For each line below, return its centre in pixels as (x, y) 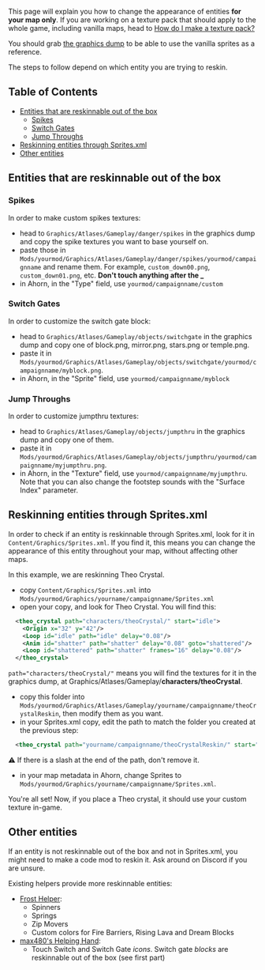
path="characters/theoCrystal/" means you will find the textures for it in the (132, 673)
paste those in (43, 250)
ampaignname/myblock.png (60, 371)
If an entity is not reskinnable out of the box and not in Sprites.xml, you (123, 851)
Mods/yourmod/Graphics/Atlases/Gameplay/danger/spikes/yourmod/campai (138, 259)
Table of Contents (53, 92)
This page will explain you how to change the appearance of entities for (125, 11)
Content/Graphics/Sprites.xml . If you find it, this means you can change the (132, 542)
